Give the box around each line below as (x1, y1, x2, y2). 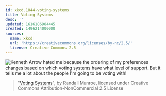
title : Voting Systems (5, 12, 53, 17)
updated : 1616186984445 (5, 21, 56, 27)
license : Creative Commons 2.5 (10, 45, 76, 50)
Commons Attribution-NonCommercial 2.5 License (17, 85, 124, 91)
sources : (5, 31, 24, 36)
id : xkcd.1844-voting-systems (5, 7, 70, 13)
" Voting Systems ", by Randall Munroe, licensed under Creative (17, 80, 149, 86)
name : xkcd (10, 36, 33, 41)
